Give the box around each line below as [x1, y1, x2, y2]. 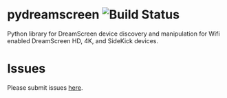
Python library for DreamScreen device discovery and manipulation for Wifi [7, 29, 220, 38]
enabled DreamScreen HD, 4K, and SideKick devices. [7, 36, 159, 45]
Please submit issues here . [7, 83, 84, 92]
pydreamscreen [7, 7, 100, 23]
